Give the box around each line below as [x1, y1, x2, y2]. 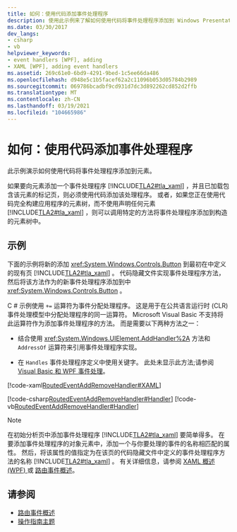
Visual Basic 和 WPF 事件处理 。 [17, 366, 109, 375]
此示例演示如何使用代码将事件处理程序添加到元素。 [7, 166, 156, 175]
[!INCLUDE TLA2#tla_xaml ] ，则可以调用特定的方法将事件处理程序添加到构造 [7, 208, 228, 216]
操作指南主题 [17, 517, 55, 526]
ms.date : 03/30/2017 [7, 23, 68, 30]
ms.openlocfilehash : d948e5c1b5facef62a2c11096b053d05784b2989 [7, 76, 197, 83]
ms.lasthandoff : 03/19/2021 [7, 103, 90, 110]
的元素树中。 [7, 216, 44, 225]
